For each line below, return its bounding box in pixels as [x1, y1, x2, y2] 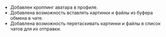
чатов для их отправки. [10, 26, 61, 32]
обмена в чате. [10, 15, 43, 21]
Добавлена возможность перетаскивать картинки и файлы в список [10, 20, 161, 26]
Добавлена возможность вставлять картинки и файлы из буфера [10, 10, 153, 16]
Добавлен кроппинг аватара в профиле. [10, 5, 98, 10]
